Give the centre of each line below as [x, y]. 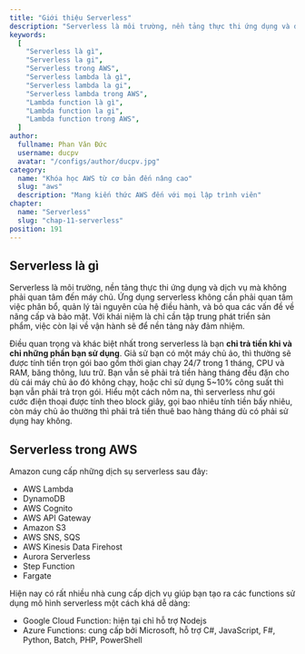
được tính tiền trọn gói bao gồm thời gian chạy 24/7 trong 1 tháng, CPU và [147, 363]
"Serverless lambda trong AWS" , [87, 94]
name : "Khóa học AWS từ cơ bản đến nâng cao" [105, 178]
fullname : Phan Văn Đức [62, 144]
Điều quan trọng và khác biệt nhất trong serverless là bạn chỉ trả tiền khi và [151, 344]
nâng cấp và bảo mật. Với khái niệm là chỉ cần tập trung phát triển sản [140, 317]
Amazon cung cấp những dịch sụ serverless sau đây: [109, 471]
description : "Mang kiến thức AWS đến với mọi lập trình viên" [139, 195]
